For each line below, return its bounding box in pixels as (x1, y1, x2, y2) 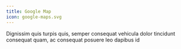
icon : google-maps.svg (6, 14, 62, 20)
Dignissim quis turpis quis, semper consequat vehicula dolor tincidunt (6, 30, 176, 37)
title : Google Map (6, 8, 51, 15)
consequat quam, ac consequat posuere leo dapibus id (6, 36, 140, 43)
